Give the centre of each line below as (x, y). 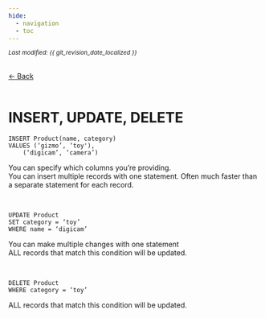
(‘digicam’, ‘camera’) (61, 153)
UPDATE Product (34, 215)
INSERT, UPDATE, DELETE (96, 117)
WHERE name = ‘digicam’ (48, 229)
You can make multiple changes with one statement (94, 244)
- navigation (37, 23)
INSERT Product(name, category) (62, 139)
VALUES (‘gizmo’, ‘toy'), (51, 146)
